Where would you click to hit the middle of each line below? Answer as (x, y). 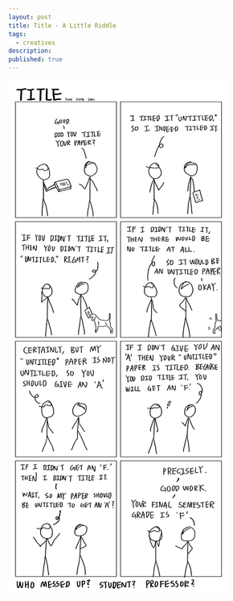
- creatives (36, 43)
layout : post (30, 17)
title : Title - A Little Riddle (62, 25)
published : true (35, 60)
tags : (17, 34)
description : (30, 51)
